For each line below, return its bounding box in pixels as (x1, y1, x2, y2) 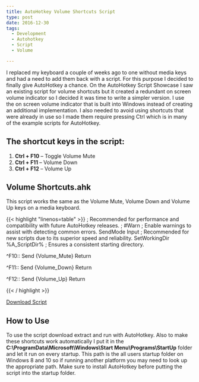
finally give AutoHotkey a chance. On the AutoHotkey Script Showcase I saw (6, 81, 194, 89)
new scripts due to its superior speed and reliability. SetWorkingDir (6, 235, 170, 242)
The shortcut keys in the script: (6, 137, 125, 147)
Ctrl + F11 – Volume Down (14, 159, 78, 166)
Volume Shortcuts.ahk (6, 182, 91, 192)
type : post (6, 14, 33, 20)
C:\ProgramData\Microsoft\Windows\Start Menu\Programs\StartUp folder (6, 344, 192, 351)
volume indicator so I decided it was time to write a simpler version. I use (6, 94, 185, 101)
